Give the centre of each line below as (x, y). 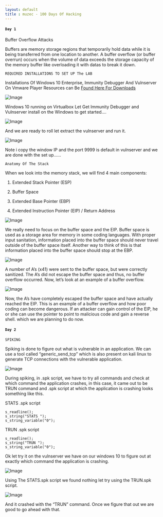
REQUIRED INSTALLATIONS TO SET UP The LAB (49, 74)
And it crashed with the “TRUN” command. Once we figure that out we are (80, 504)
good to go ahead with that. (33, 509)
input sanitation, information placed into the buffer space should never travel (82, 240)
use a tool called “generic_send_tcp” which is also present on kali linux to (78, 354)
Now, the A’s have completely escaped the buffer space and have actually (79, 298)
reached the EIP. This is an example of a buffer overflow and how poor (76, 303)
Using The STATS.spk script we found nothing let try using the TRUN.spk (78, 480)
